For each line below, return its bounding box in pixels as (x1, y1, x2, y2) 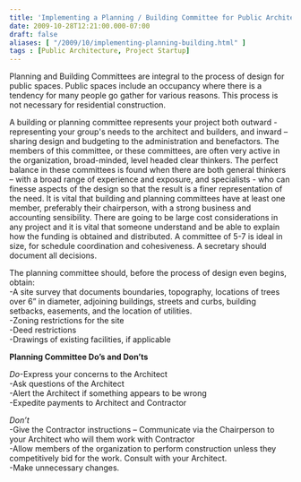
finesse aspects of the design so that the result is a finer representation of (9, 184, 283, 194)
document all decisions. (9, 250, 98, 261)
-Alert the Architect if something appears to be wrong (9, 388, 208, 399)
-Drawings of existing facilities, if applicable (9, 334, 172, 345)
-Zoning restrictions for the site (9, 315, 125, 326)
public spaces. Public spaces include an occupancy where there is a (9, 81, 262, 91)
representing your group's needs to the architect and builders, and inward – (9, 126, 288, 137)
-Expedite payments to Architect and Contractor (9, 398, 187, 409)
